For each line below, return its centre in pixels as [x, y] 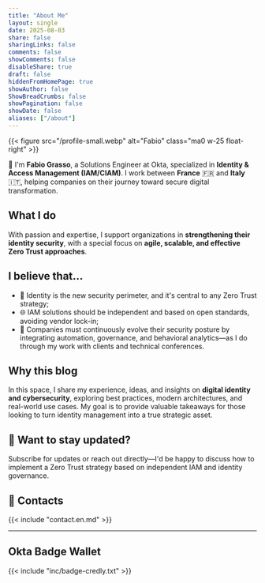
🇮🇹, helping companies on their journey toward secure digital [109, 182]
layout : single [33, 23]
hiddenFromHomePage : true [50, 81]
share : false [30, 38]
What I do [32, 215]
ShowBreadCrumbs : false [47, 96]
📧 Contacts [36, 500]
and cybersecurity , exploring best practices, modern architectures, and [125, 398]
